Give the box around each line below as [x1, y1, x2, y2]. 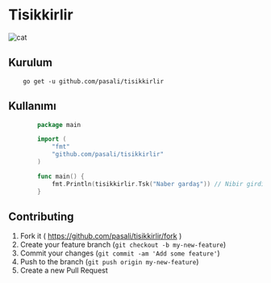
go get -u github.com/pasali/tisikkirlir [23, 77, 164, 86]
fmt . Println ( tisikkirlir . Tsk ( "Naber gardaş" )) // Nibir [51, 180, 244, 188]
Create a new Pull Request [19, 265, 109, 276]
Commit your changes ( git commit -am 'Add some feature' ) [19, 248, 220, 258]
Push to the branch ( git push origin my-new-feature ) [19, 257, 199, 267]
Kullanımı [8, 99, 56, 113]
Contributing [8, 209, 74, 223]
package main [37, 120, 81, 129]
